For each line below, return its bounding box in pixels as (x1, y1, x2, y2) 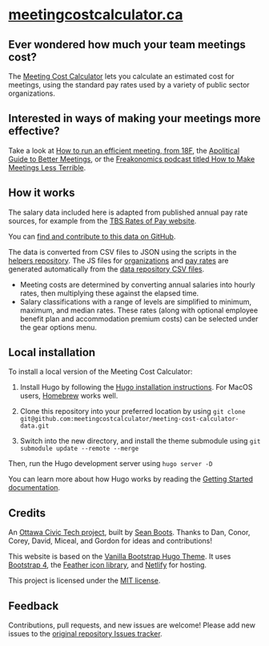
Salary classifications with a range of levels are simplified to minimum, (19, 296, 252, 306)
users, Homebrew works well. (19, 391, 118, 401)
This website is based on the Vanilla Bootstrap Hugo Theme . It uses (8, 552, 231, 562)
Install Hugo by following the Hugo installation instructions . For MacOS (19, 382, 253, 392)
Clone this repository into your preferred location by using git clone (19, 407, 246, 416)
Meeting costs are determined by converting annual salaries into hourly (19, 280, 255, 289)
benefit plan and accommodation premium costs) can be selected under (19, 313, 259, 323)
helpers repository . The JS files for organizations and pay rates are (8, 256, 229, 265)
